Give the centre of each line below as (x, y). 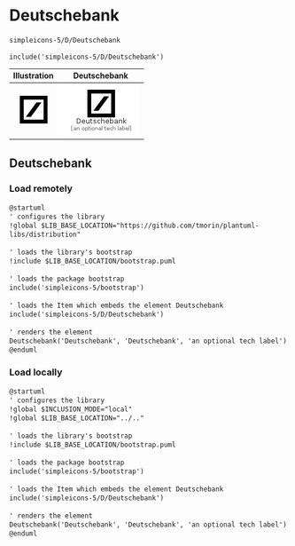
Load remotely (41, 188)
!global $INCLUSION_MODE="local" (71, 409)
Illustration (34, 75)
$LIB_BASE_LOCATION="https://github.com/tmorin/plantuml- (150, 226)
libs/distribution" (45, 234)
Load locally (36, 372)
